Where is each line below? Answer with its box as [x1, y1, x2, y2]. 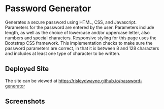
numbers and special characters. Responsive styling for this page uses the [5, 35, 157, 41]
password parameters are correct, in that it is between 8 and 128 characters [5, 45, 159, 51]
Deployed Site [5, 65, 49, 73]
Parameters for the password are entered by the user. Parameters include [5, 24, 155, 30]
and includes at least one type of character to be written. [5, 50, 121, 56]
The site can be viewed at [5, 78, 58, 83]
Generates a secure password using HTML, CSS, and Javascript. [5, 19, 137, 25]
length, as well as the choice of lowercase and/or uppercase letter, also [5, 29, 150, 35]
